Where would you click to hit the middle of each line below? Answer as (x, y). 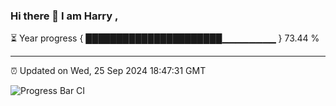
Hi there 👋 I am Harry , (64, 16)
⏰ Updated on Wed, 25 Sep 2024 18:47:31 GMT (108, 71)
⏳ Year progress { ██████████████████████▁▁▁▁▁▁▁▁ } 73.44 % (165, 38)
